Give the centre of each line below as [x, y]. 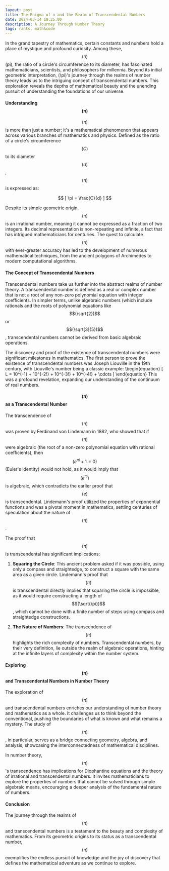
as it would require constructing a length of [57, 596]
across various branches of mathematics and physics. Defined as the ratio [82, 135]
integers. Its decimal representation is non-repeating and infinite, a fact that [84, 229]
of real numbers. [22, 385]
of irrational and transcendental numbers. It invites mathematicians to [77, 776]
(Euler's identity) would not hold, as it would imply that [62, 469]
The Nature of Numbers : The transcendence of [62, 627]
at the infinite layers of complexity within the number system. [76, 654]
